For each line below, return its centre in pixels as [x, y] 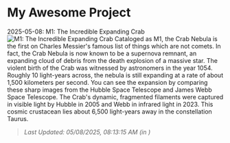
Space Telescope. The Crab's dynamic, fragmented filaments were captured [115, 96]
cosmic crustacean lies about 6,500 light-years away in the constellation [110, 112]
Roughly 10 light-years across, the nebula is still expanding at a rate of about [115, 75]
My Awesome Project [69, 13]
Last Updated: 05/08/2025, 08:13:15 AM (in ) [87, 132]
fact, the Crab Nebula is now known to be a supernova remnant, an [102, 53]
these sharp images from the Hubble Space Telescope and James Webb [110, 90]
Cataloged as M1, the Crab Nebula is [166, 38]
